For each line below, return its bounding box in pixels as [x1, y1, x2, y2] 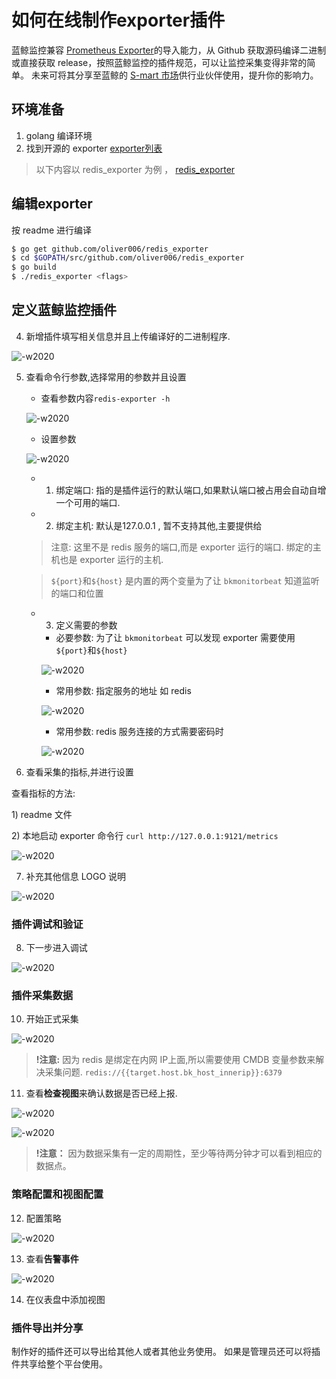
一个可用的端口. [55, 496, 121, 508]
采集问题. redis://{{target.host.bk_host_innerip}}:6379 [44, 1066, 283, 1078]
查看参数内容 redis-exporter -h [40, 392, 171, 404]
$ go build [11, 262, 57, 273]
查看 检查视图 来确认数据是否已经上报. [25, 1087, 178, 1100]
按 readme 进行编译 [11, 224, 93, 236]
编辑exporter [11, 196, 93, 213]
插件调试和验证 [11, 917, 84, 931]
